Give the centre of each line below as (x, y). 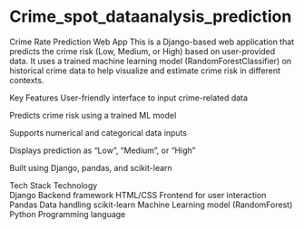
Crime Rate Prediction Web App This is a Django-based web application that (152, 42)
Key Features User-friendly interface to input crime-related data (128, 98)
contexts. (27, 80)
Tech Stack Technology (54, 185)
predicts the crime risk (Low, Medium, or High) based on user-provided (142, 51)
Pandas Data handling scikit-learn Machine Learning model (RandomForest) (151, 205)
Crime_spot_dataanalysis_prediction (151, 17)
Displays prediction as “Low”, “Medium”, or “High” (103, 150)
